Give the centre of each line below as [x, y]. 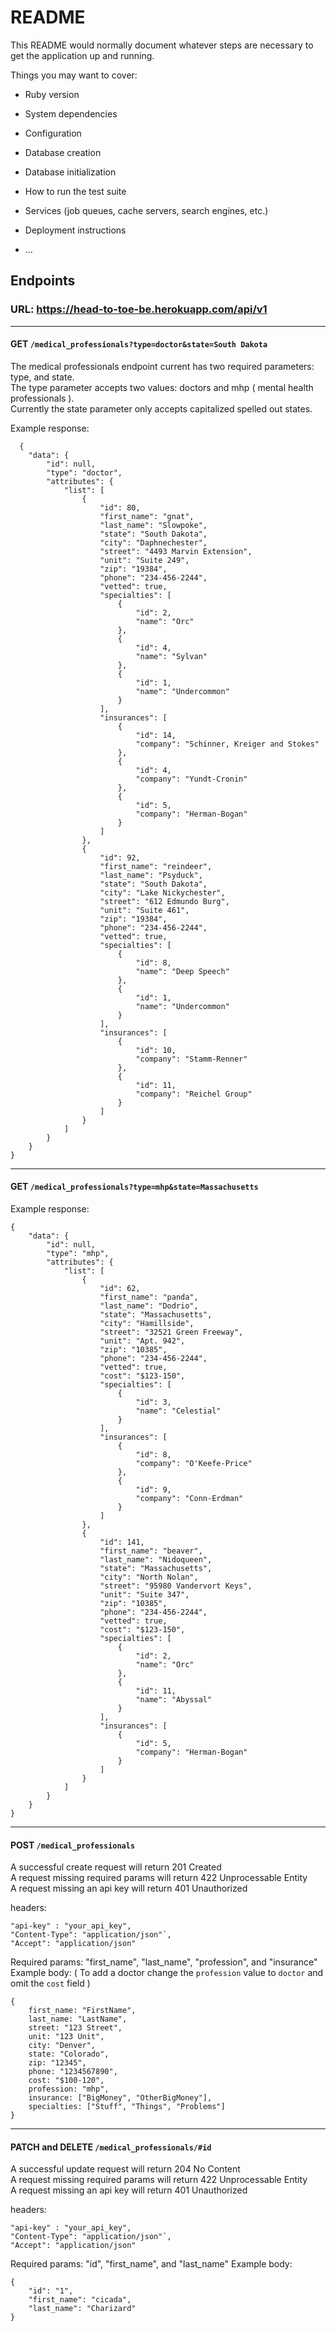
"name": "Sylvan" [171, 656]
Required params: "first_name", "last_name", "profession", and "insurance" [164, 1962]
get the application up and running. [82, 55]
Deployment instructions [75, 230]
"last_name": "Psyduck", [151, 875]
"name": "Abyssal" [174, 1700]
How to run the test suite [75, 191]
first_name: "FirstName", [82, 2011]
